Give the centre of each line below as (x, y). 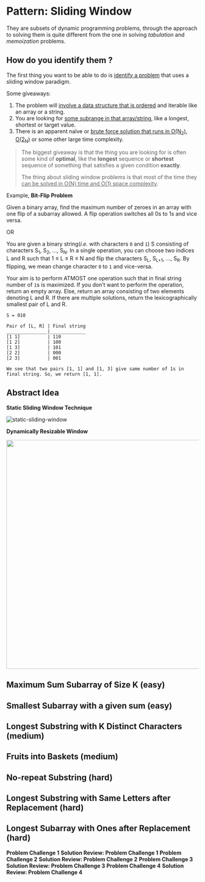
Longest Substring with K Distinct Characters (94, 726)
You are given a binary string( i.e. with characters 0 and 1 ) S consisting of (98, 244)
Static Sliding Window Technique (49, 407)
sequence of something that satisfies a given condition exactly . (101, 166)
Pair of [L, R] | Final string (46, 326)
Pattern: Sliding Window (69, 11)
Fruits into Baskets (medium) (62, 756)
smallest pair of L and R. (37, 304)
